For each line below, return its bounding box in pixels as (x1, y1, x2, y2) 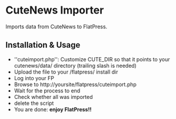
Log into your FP (14, 74, 54, 81)
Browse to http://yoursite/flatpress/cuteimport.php (14, 81, 137, 88)
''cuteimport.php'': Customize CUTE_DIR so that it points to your (14, 55, 170, 62)
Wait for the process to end (14, 87, 81, 94)
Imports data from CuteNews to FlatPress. (5, 23, 108, 30)
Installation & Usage (5, 40, 81, 50)
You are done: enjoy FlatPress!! (14, 105, 92, 113)
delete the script (14, 100, 54, 107)
